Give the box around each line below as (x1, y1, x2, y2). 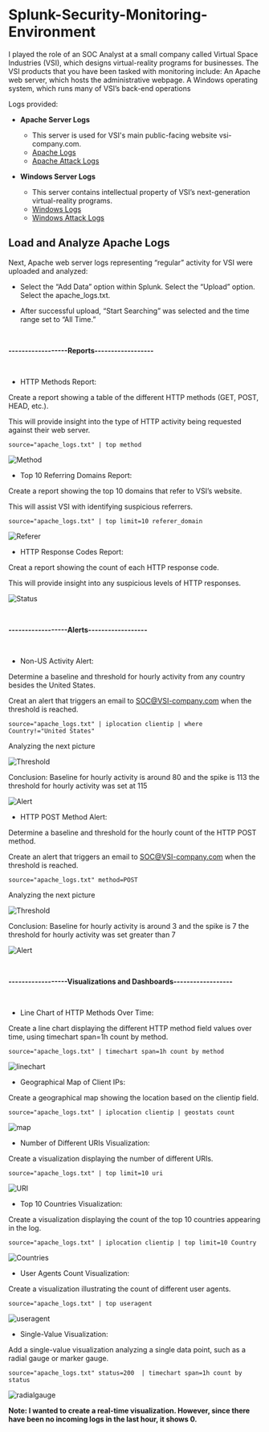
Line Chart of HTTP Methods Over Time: (19, 1008, 154, 1017)
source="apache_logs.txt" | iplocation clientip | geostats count (8, 1108, 235, 1116)
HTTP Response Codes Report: (19, 547, 124, 556)
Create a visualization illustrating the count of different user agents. (8, 1284, 231, 1294)
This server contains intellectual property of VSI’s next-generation (31, 187, 251, 196)
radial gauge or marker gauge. (8, 1353, 109, 1363)
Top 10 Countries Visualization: (19, 1199, 123, 1208)
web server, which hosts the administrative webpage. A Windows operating (8, 75, 259, 85)
